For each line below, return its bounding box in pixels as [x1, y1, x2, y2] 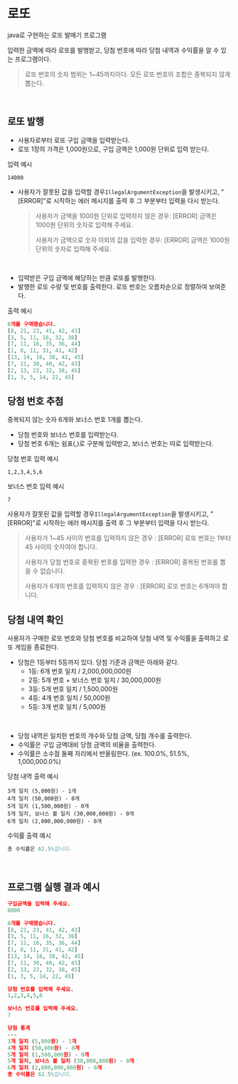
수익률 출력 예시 [7, 831, 52, 840]
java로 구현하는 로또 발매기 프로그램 [7, 31, 107, 39]
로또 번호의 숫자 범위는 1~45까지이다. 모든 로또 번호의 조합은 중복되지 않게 [24, 70, 231, 78]
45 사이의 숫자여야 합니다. [24, 542, 97, 552]
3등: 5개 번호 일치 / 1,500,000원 [28, 685, 119, 693]
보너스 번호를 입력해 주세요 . [7, 1005, 79, 1012]
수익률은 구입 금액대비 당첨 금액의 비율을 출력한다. [17, 740, 156, 749]
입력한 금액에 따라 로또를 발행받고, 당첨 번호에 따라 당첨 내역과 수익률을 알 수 [7, 46, 220, 54]
